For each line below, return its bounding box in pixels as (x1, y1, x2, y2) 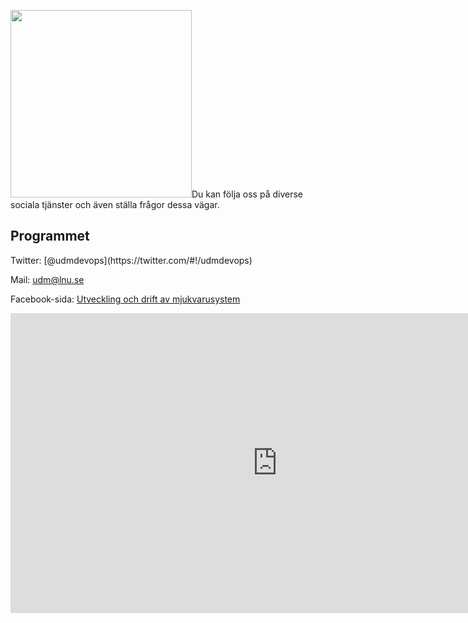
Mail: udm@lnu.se (10, 273, 85, 285)
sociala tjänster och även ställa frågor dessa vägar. (10, 199, 220, 210)
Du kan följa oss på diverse (191, 188, 303, 200)
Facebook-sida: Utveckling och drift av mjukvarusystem (10, 293, 241, 305)
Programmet (10, 228, 90, 245)
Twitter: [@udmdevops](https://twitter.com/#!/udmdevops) (10, 254, 253, 266)
